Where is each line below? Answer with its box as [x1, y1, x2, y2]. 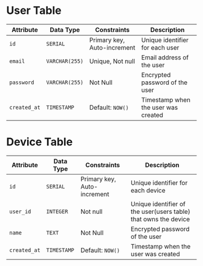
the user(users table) [130, 207, 190, 216]
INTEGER [46, 208, 68, 215]
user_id [9, 208, 31, 215]
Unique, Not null [89, 57, 135, 65]
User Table [6, 4, 62, 18]
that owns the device [130, 214, 190, 223]
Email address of [141, 53, 189, 61]
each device [130, 186, 166, 195]
